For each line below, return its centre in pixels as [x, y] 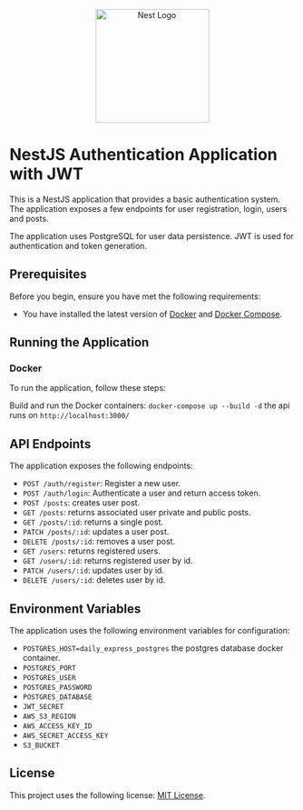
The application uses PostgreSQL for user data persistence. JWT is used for [152, 235]
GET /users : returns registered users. [91, 551]
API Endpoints [50, 444]
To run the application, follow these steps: [88, 388]
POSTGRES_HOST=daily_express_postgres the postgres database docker [153, 648]
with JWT [46, 174]
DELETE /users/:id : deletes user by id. [94, 580]
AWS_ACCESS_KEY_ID [57, 726]
